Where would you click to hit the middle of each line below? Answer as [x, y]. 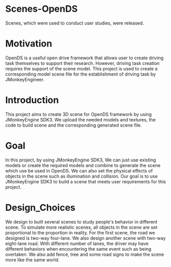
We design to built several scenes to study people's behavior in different [81, 222]
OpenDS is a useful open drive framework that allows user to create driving [84, 58]
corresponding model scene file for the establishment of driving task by [81, 74]
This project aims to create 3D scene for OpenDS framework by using [79, 114]
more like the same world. [32, 260]
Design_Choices [40, 208]
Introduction [32, 100]
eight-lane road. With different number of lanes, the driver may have [77, 244]
